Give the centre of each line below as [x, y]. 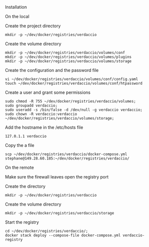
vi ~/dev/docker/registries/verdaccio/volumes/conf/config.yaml [72, 79]
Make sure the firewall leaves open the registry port [57, 177]
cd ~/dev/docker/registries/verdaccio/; [47, 231]
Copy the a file [20, 145]
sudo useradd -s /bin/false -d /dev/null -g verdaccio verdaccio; [74, 110]
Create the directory [25, 186]
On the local [17, 16]
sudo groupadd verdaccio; [31, 106]
